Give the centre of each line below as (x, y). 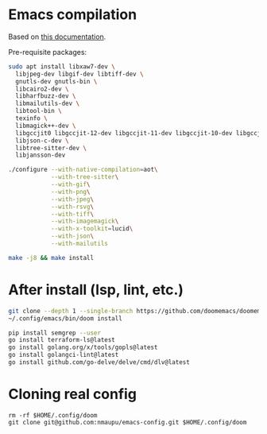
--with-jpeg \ (72, 199)
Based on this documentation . (57, 37)
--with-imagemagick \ (85, 221)
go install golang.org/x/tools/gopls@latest (83, 347)
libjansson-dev (41, 155)
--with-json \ (72, 236)
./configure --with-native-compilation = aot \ (83, 170)
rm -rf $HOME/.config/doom (53, 415)
